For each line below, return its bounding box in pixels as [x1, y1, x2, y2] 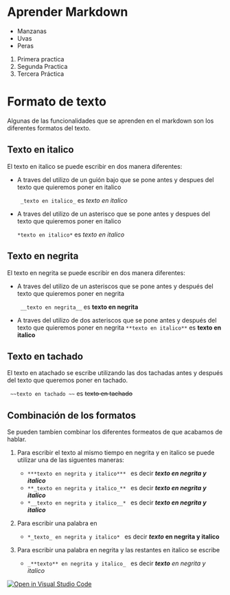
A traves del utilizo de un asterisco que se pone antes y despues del [16, 210, 211, 218]
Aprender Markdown [7, 4, 128, 20]
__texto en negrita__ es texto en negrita [20, 303, 139, 311]
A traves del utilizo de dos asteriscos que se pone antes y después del [16, 316, 217, 324]
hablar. [7, 435, 27, 443]
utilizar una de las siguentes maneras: [16, 456, 125, 464]
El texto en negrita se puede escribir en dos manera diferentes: [7, 268, 185, 276]
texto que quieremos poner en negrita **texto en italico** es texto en [16, 323, 222, 332]
